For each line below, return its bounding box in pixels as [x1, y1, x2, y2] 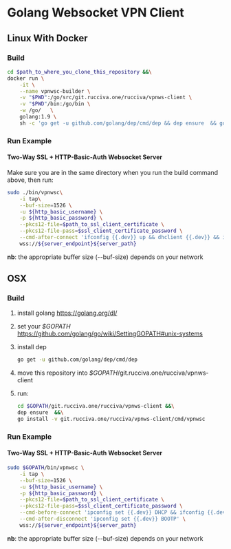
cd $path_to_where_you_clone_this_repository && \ [7, 68, 153, 75]
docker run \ [7, 74, 45, 82]
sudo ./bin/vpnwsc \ [7, 189, 63, 196]
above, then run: [7, 176, 54, 184]
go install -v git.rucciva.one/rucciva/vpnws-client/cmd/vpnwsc [16, 415, 206, 423]
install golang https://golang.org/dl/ [16, 309, 118, 318]
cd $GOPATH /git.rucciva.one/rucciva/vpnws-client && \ [16, 403, 175, 410]
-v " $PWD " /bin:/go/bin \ [19, 101, 91, 107]
